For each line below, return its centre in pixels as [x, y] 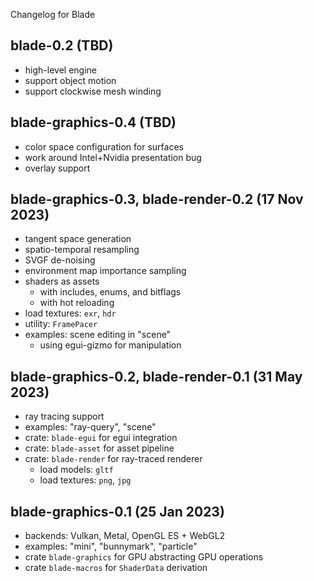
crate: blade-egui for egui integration [101, 438]
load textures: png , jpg [85, 480]
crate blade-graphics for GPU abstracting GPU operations [144, 557]
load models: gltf [76, 470]
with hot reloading [77, 303]
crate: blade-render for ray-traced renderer [113, 459]
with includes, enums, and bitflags [110, 292]
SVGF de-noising [60, 260]
